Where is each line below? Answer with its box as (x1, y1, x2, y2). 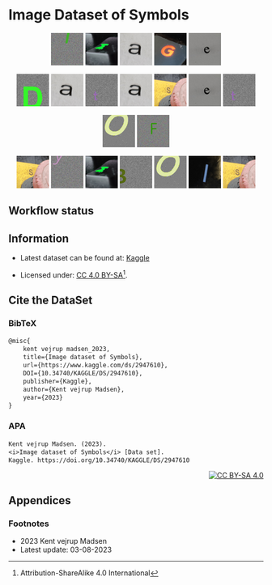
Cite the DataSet (8, 294, 93, 307)
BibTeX (8, 318, 37, 329)
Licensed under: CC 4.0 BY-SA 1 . (19, 269, 128, 280)
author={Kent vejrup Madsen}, (23, 386, 125, 394)
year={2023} (23, 394, 63, 402)
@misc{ (8, 337, 31, 345)
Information (8, 231, 70, 245)
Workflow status (8, 204, 95, 218)
